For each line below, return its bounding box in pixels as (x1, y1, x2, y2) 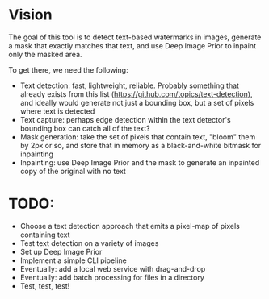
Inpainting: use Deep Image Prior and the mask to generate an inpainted (19, 157, 260, 167)
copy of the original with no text (19, 166, 127, 176)
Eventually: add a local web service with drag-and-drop (19, 264, 206, 273)
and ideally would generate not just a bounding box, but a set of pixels (19, 98, 254, 107)
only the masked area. (8, 49, 82, 59)
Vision (8, 6, 53, 24)
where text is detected (19, 106, 95, 116)
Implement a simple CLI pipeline (19, 255, 127, 265)
